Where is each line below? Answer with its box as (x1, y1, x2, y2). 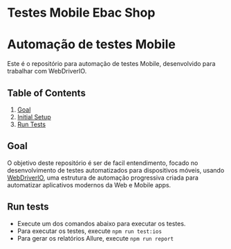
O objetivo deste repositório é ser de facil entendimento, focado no (7, 158, 198, 167)
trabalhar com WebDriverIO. (7, 67, 87, 76)
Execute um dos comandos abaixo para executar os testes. (17, 219, 186, 227)
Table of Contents (7, 87, 86, 98)
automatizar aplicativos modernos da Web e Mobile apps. (7, 180, 172, 189)
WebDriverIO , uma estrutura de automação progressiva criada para (7, 173, 199, 182)
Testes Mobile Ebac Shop (7, 5, 156, 21)
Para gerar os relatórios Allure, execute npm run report (17, 234, 174, 242)
